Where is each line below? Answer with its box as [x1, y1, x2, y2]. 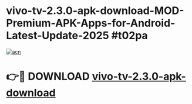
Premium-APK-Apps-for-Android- [6, 16, 176, 30]
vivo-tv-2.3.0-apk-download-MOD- [6, 4, 184, 18]
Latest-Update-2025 [6, 29, 110, 42]
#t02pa [111, 29, 148, 42]
